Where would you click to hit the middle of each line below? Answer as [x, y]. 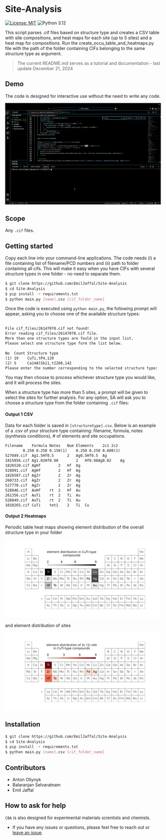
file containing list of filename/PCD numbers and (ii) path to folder [72, 263]
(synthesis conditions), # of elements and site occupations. [65, 436]
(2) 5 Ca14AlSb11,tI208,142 [38, 363]
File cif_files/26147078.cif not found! [47, 328]
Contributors [25, 768]
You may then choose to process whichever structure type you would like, [81, 378]
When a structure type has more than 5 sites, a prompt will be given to [77, 392]
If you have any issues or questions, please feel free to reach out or [81, 827]
